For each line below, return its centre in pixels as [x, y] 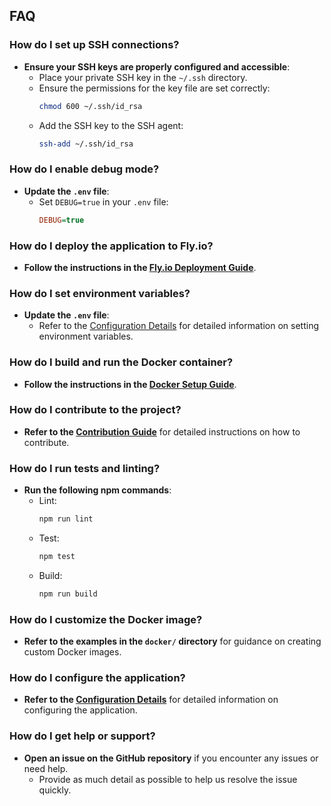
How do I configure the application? [97, 677]
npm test [57, 556]
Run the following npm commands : [97, 490]
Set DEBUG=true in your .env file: [103, 201]
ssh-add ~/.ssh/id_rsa [86, 144]
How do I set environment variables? [100, 293]
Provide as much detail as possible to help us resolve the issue [168, 779]
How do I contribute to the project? [95, 410]
